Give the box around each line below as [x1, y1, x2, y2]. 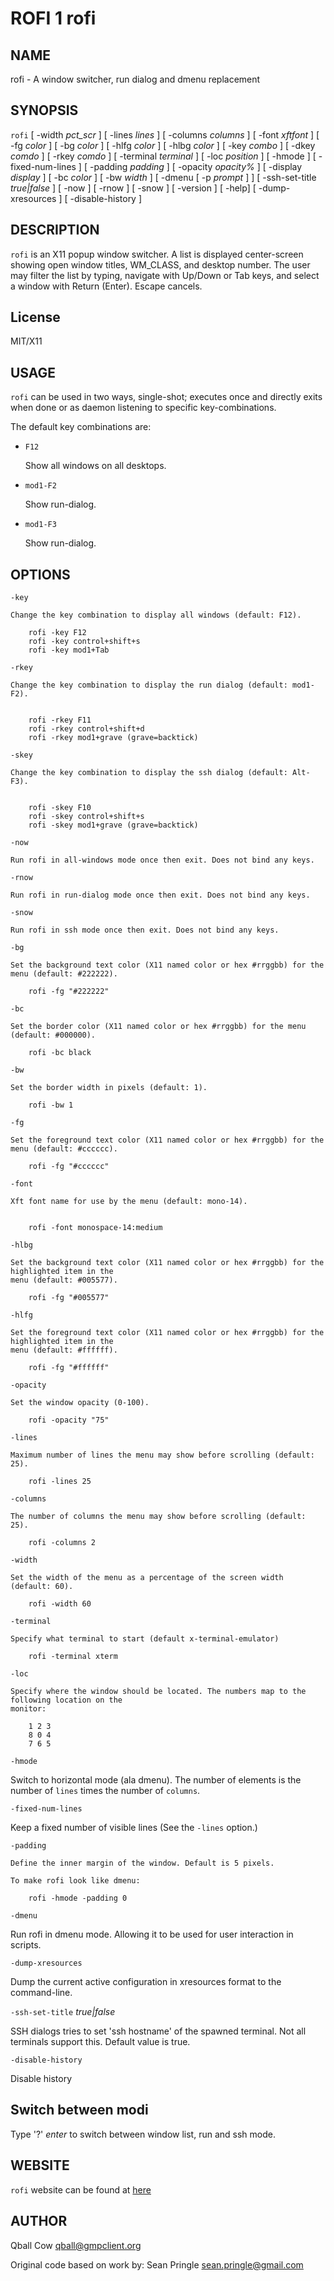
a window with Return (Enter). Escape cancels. [10, 280, 203, 292]
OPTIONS [10, 566, 71, 583]
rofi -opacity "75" [28, 1415, 110, 1426]
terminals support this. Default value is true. [10, 2036, 191, 2048]
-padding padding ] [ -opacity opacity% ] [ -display [89, 160, 303, 172]
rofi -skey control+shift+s [28, 812, 145, 822]
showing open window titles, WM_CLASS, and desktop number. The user [10, 258, 311, 271]
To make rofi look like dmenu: [10, 1876, 141, 1886]
